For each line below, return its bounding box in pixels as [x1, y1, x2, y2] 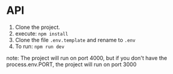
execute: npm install [15, 29, 69, 37]
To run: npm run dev [15, 43, 65, 50]
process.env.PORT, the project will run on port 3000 [6, 61, 137, 68]
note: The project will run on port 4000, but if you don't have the [6, 54, 168, 61]
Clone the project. [15, 23, 61, 31]
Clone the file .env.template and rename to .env [15, 36, 135, 43]
